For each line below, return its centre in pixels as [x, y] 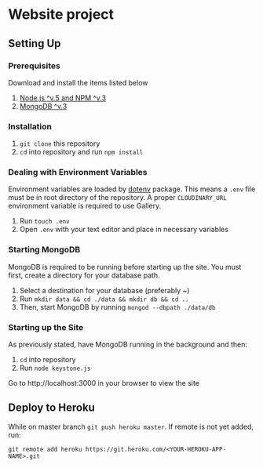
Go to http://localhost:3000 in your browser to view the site [104, 383]
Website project [61, 15]
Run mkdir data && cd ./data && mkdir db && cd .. [104, 299]
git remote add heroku [45, 449]
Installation [30, 126]
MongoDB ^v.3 [43, 106]
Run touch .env [44, 221]
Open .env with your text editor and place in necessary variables [124, 230]
